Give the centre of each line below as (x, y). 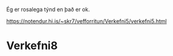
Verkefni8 (32, 46)
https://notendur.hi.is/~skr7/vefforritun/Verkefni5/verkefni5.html (86, 21)
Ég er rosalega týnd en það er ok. (48, 9)
